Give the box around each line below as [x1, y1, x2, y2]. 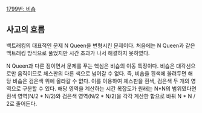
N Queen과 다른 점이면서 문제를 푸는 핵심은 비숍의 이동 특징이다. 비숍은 [6, 62, 175, 69]
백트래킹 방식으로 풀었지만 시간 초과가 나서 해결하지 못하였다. [6, 49, 150, 56]
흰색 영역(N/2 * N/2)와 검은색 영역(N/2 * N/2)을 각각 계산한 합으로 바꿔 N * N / [6, 92, 195, 100]
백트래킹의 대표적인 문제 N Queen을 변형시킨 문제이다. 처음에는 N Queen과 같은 [6, 42, 195, 49]
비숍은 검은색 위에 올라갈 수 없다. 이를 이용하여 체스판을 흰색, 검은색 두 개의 [12, 77, 190, 85]
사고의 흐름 [6, 25, 45, 35]
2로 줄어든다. [6, 100, 37, 107]
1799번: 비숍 [6, 5, 36, 12]
